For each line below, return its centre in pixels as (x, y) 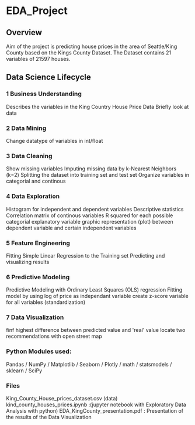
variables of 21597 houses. (39, 59)
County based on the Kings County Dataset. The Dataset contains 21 (88, 53)
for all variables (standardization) (46, 302)
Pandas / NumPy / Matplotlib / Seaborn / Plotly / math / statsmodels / (89, 364)
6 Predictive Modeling (38, 277)
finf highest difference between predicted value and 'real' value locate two (96, 330)
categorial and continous (36, 181)
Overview (24, 32)
